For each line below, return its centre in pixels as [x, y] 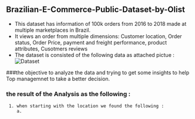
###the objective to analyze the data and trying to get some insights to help [98, 72]
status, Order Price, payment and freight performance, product [91, 42]
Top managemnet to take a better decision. [58, 79]
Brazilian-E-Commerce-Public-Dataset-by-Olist [95, 10]
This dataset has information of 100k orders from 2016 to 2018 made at [100, 23]
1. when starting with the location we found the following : [86, 106]
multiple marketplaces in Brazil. [53, 30]
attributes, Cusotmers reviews [51, 49]
